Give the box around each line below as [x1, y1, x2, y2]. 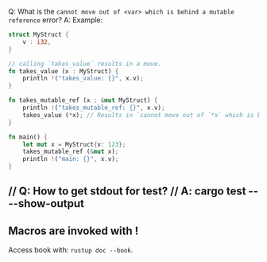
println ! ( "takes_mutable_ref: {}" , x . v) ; [22, 104, 165, 111]
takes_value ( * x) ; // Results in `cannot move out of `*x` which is [22, 111, 254, 119]
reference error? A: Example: [8, 15, 103, 25]
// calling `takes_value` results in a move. [8, 60, 161, 68]
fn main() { [8, 133, 48, 141]
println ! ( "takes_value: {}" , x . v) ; [22, 75, 145, 83]
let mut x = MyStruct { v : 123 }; [22, 140, 126, 148]
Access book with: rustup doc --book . [8, 245, 133, 255]
